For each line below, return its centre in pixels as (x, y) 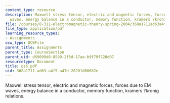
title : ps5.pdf (21, 66)
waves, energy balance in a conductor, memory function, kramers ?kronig (82, 91)
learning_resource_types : (32, 33)
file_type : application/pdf (35, 29)
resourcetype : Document (30, 62)
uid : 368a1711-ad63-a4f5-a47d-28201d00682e (52, 71)
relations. (15, 96)
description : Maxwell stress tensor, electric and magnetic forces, (79, 15)
